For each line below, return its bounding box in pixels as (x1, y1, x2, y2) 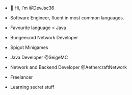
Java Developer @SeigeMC (10, 54, 68, 60)
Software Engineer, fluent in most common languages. (10, 15, 124, 20)
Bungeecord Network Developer (10, 35, 78, 40)
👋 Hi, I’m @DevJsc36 (10, 5, 55, 11)
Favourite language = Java (10, 25, 66, 31)
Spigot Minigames (10, 44, 48, 51)
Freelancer (10, 74, 33, 80)
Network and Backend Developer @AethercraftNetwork (10, 64, 127, 70)
